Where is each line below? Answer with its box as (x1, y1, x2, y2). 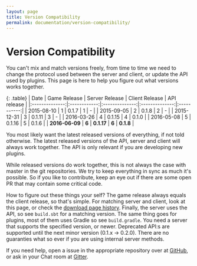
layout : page (6, 8, 38, 15)
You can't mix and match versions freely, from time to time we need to (6, 64, 177, 71)
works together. (6, 83, 45, 90)
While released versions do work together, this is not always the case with (6, 162, 186, 169)
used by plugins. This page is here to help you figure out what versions (6, 77, 179, 84)
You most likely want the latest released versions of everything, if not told (6, 131, 185, 139)
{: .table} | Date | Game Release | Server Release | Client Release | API (6, 95, 176, 102)
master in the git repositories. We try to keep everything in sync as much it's (6, 168, 192, 175)
